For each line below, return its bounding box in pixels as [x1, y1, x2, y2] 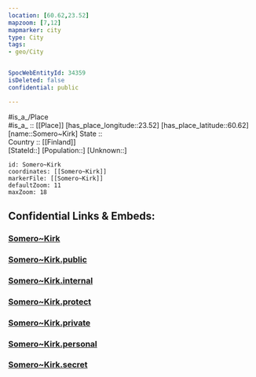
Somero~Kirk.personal [8, 339, 98, 350]
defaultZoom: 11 [8, 181, 61, 189]
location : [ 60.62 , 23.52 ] [8, 11, 90, 20]
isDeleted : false [8, 76, 65, 84]
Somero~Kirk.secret [8, 359, 88, 370]
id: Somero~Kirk [8, 160, 61, 169]
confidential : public [8, 83, 79, 91]
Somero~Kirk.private [8, 317, 91, 328]
